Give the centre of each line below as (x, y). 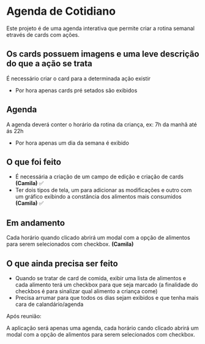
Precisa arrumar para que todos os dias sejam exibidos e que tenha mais (107, 298)
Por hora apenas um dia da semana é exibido (72, 143)
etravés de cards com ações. (43, 34)
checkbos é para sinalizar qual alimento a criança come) (86, 291)
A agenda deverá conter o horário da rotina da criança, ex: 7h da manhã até (102, 124)
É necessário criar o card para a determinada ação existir (79, 78)
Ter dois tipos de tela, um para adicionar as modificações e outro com (103, 190)
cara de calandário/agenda (49, 304)
